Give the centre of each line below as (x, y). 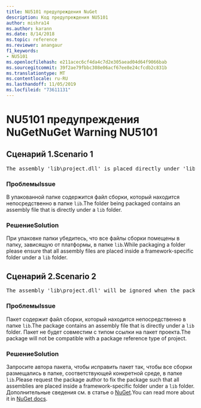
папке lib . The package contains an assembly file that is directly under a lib (100, 325)
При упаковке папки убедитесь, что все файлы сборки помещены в (93, 238)
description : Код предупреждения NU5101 (57, 17)
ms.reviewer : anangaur (34, 46)
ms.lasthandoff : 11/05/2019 (41, 85)
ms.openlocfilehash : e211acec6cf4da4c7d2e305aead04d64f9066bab (87, 62)
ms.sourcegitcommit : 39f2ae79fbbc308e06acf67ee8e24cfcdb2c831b (87, 67)
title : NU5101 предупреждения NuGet (52, 12)
